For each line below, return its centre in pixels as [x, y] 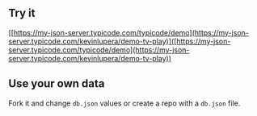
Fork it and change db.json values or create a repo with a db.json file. [124, 103]
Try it [22, 13]
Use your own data [57, 84]
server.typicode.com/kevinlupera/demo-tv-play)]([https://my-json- [120, 41]
